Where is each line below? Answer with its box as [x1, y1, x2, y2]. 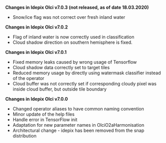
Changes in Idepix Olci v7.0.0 [5, 96, 68, 102]
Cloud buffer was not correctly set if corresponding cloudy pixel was [12, 81, 157, 87]
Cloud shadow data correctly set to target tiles [12, 65, 110, 70]
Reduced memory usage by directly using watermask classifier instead [12, 70, 161, 76]
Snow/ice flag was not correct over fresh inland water [12, 14, 125, 20]
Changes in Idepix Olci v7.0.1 [5, 49, 67, 55]
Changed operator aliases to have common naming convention [12, 106, 145, 111]
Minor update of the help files [12, 111, 75, 117]
